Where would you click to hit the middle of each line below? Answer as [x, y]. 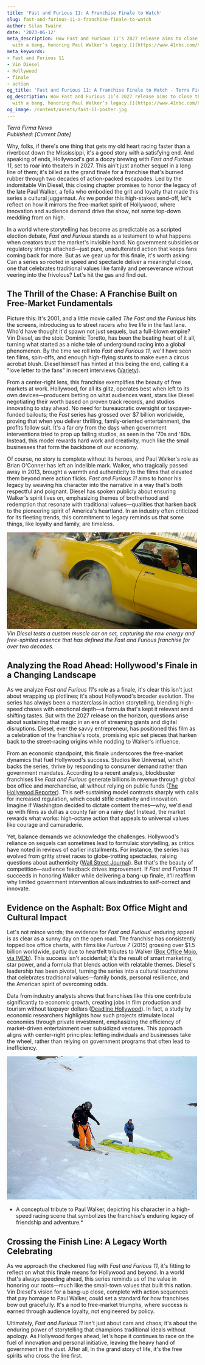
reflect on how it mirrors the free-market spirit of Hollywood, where [91, 204]
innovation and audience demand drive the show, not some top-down [94, 211]
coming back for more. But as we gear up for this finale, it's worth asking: [99, 255]
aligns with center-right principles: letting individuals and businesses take [99, 1035]
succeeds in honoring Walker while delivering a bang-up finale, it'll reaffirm [101, 876]
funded [16, 414]
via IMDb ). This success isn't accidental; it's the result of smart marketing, [100, 958]
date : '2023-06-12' [32, 32]
